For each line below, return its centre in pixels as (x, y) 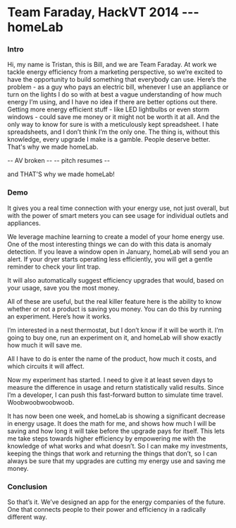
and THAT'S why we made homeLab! (61, 174)
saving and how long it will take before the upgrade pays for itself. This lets (116, 431)
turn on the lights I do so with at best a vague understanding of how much (114, 94)
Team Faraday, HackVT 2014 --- (103, 12)
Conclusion (27, 486)
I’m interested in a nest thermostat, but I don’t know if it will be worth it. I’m (116, 330)
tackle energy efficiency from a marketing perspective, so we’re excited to (115, 72)
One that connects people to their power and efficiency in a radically (107, 510)
